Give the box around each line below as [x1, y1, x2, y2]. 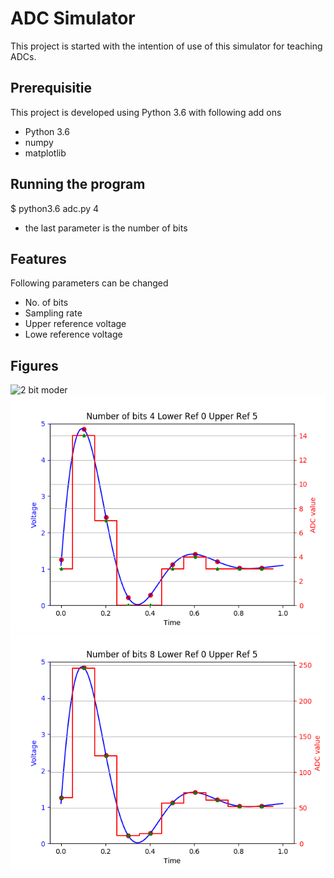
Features [10, 250, 67, 267]
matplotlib [24, 147, 67, 159]
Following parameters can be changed [10, 277, 169, 289]
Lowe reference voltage [24, 328, 123, 341]
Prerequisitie [10, 80, 93, 97]
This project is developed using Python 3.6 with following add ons [10, 106, 282, 118]
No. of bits [24, 297, 69, 309]
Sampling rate [24, 307, 83, 319]
